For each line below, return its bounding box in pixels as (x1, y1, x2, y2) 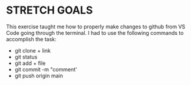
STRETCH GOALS (6, 4, 93, 17)
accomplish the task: (6, 35, 57, 42)
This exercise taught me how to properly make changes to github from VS (6, 23, 186, 30)
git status (14, 53, 38, 60)
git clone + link (14, 47, 51, 54)
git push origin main (14, 72, 63, 79)
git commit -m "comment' (14, 66, 78, 73)
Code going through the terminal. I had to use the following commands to (6, 29, 184, 36)
